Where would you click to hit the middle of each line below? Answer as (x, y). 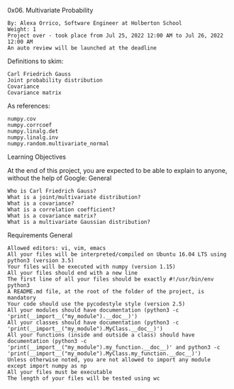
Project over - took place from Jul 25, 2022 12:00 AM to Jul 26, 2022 (115, 35)
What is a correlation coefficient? (61, 210)
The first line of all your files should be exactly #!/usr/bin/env (111, 279)
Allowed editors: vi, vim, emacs (57, 248)
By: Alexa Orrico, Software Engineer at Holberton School (95, 23)
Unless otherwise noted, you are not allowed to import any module (109, 360)
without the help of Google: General (60, 178)
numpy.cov (22, 119)
